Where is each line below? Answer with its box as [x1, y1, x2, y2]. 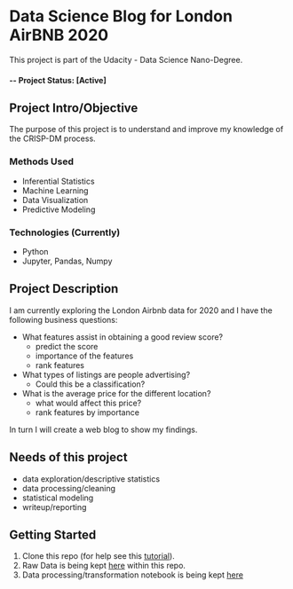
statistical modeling [21, 492, 94, 503]
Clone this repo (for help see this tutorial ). [21, 551, 175, 562]
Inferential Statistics [21, 176, 95, 186]
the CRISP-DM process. [9, 133, 96, 144]
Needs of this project [9, 450, 128, 465]
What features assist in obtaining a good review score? [21, 331, 224, 342]
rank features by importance [35, 406, 140, 418]
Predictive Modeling [21, 204, 96, 215]
